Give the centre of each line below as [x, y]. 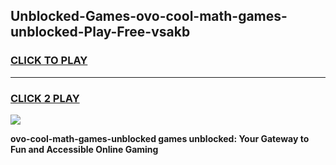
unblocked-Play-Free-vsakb [100, 32]
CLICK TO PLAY [49, 61]
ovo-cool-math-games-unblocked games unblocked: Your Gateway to [160, 138]
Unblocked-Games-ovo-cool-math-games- [149, 16]
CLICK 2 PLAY [45, 98]
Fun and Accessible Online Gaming [84, 149]
